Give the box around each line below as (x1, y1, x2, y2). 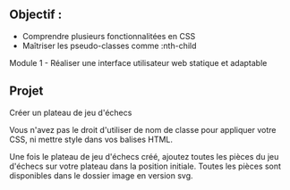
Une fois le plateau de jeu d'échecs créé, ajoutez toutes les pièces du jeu (9, 151, 279, 161)
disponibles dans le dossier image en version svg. (9, 169, 194, 181)
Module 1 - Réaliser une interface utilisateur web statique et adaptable (9, 57, 268, 68)
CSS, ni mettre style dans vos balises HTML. (9, 134, 173, 145)
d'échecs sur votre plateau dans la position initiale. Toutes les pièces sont (9, 161, 282, 171)
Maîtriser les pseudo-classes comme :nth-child (21, 40, 197, 51)
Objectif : (9, 7, 63, 22)
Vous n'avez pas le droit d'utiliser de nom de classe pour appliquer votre (9, 124, 277, 135)
